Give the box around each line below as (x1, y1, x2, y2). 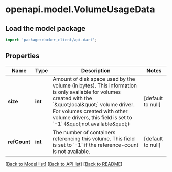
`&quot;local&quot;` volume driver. (53, 101, 135, 108)
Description (81, 67, 111, 74)
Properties (5, 52, 40, 60)
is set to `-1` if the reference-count (53, 141, 139, 148)
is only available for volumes (53, 88, 121, 95)
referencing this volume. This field (53, 135, 135, 142)
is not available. (53, 147, 91, 155)
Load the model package (5, 24, 86, 33)
